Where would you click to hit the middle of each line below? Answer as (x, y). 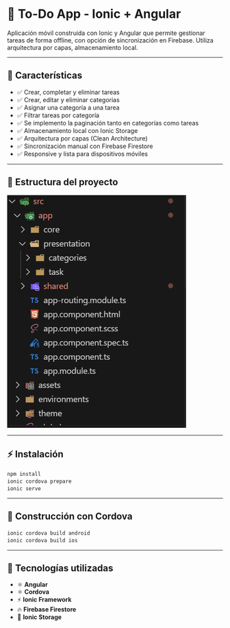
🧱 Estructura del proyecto (63, 182)
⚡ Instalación (35, 454)
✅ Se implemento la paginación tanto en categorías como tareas (108, 123)
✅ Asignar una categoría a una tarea (68, 107)
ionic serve (24, 489)
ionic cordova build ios (42, 540)
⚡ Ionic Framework (44, 600)
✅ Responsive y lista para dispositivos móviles (82, 154)
